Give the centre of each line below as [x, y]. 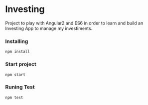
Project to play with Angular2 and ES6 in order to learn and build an [74, 23]
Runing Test [20, 87]
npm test [14, 97]
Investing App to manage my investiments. [49, 28]
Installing [17, 41]
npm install [17, 52]
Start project [21, 64]
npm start [15, 74]
